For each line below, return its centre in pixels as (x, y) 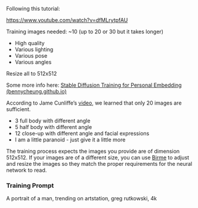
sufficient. (18, 109)
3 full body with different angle (52, 121)
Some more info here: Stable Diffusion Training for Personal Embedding (94, 85)
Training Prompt (30, 185)
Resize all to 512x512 (32, 73)
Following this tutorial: (33, 9)
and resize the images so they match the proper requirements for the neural (99, 164)
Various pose (31, 56)
